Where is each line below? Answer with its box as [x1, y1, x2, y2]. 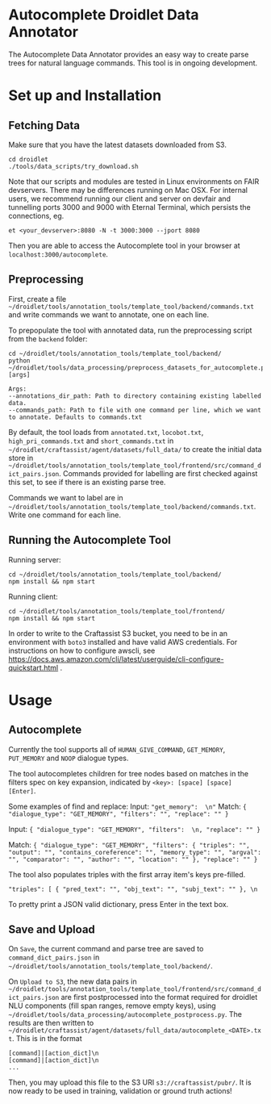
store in [8, 453, 34, 462]
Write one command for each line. [8, 510, 121, 520]
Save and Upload [8, 922, 95, 936]
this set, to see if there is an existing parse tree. [8, 477, 166, 487]
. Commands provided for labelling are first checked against [59, 468, 258, 478]
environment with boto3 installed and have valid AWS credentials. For [8, 637, 238, 646]
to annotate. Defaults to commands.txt [8, 413, 143, 421]
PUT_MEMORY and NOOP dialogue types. [8, 753, 129, 763]
